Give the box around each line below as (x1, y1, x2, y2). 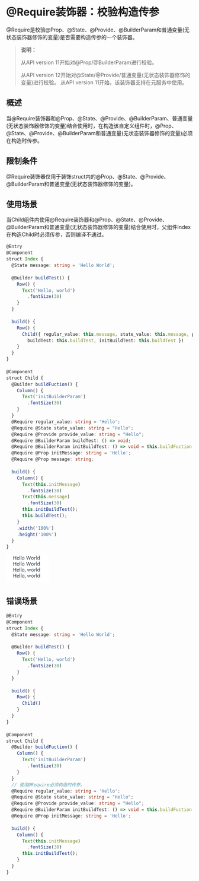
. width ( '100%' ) (17, 525, 54, 531)
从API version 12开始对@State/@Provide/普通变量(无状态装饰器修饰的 (20, 71, 191, 78)
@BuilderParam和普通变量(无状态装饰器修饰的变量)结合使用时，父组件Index (6, 224, 191, 231)
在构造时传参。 (6, 137, 43, 144)
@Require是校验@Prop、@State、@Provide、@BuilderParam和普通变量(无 (6, 26, 190, 33)
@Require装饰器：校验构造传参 (6, 5, 160, 19)
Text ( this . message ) (21, 494, 70, 500)
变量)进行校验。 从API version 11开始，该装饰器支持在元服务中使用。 (20, 78, 188, 86)
